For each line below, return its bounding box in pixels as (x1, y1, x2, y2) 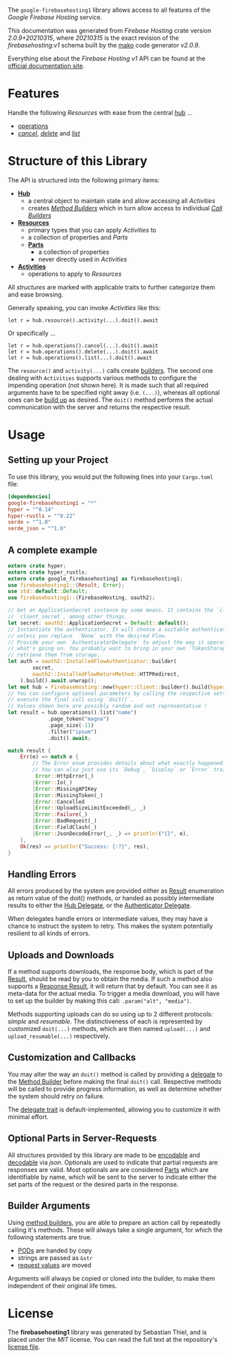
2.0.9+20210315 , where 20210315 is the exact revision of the (8, 34, 179, 42)
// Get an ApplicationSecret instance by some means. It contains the (8, 607, 214, 614)
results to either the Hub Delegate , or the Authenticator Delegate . (8, 901, 192, 910)
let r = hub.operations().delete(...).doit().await (8, 348, 158, 355)
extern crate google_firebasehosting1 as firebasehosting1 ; (8, 575, 184, 582)
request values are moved (17, 1261, 92, 1269)
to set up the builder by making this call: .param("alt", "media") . (8, 997, 192, 1005)
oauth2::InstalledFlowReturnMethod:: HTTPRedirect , (32, 671, 180, 677)
